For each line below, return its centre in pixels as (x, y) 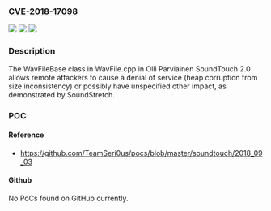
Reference (26, 135)
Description (32, 51)
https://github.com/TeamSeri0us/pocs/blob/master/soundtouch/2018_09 (141, 153)
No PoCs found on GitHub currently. (68, 198)
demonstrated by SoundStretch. (61, 94)
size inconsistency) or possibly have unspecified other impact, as (117, 86)
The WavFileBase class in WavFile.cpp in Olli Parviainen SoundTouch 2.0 (129, 69)
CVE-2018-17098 (43, 11)
